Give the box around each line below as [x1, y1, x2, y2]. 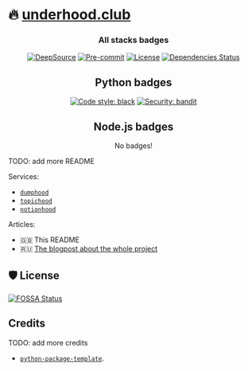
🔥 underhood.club [8, 6, 131, 24]
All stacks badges [98, 34, 169, 45]
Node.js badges [93, 119, 174, 133]
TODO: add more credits [8, 338, 88, 347]
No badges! [114, 141, 153, 150]
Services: [8, 172, 40, 182]
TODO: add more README [8, 157, 95, 166]
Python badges [95, 76, 172, 89]
